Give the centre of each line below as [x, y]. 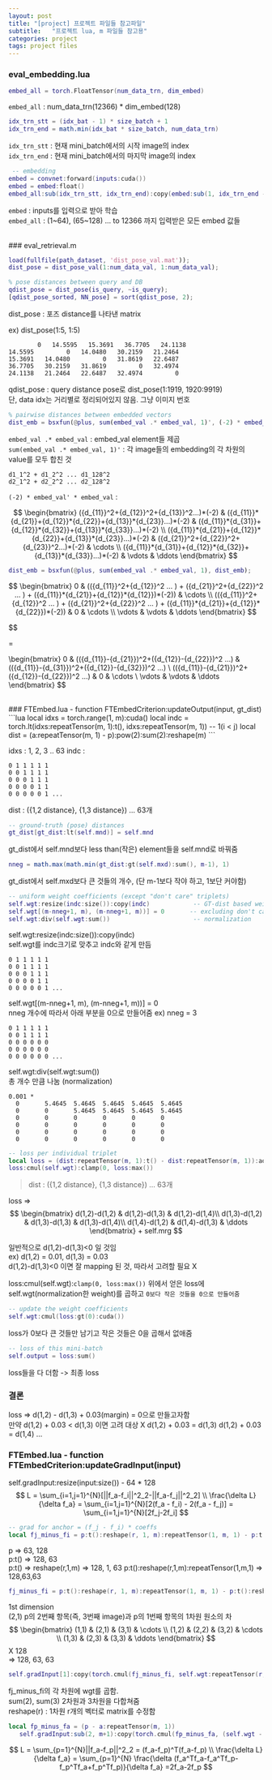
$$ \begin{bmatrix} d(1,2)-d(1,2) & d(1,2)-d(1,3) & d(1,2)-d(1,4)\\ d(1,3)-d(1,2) [136, 1214]
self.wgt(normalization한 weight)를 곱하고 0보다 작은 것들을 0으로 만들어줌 [124, 1293]
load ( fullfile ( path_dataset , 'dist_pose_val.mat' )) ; [99, 260]
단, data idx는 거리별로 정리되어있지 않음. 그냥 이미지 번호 [99, 399]
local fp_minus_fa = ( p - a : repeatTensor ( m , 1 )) [92, 1726]
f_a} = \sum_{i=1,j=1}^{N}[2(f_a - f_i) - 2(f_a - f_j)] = [148, 1504]
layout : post [30, 16]
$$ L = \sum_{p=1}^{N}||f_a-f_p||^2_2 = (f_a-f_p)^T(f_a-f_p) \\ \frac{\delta [132, 1749]
